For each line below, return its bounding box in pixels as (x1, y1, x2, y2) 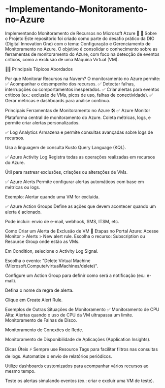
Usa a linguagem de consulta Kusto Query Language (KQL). (5, 144, 127, 150)
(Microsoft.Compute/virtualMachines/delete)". (5, 263, 99, 269)
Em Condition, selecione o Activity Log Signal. (5, 248, 99, 254)
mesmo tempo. (5, 368, 36, 374)
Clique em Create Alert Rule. (5, 297, 63, 303)
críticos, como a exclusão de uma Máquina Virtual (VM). (5, 56, 119, 62)
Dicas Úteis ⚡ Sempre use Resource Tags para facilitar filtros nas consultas (5, 346, 158, 352)
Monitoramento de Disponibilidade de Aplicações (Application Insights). (5, 336, 151, 342)
